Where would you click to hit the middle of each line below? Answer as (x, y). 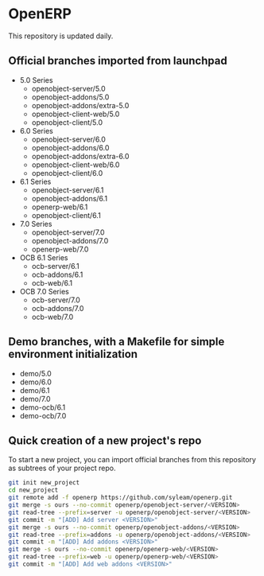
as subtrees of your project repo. (62, 468)
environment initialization (73, 354)
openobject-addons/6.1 (70, 198)
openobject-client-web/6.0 (76, 165)
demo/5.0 (35, 373)
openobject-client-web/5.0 (76, 114)
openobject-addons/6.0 (70, 147)
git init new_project (44, 483)
